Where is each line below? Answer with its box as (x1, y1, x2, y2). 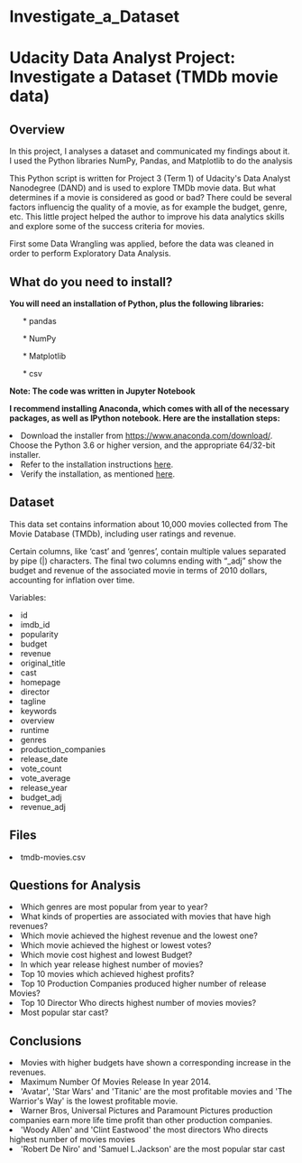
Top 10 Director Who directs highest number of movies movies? (21, 998, 257, 1009)
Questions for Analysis (9, 878, 142, 893)
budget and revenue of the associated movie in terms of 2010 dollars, (9, 564, 268, 575)
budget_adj (21, 792, 62, 803)
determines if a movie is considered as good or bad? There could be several (9, 192, 293, 203)
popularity (21, 628, 59, 639)
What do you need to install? (9, 274, 173, 290)
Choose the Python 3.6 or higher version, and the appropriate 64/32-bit (9, 440, 276, 451)
